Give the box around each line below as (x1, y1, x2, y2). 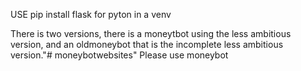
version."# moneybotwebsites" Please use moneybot (10, 49, 229, 61)
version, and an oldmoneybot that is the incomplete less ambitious (10, 39, 284, 50)
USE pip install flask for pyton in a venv (10, 9, 172, 20)
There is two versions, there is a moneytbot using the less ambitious (10, 28, 292, 39)
